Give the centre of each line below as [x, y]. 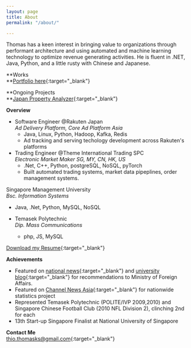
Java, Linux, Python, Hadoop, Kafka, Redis [75, 134]
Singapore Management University [48, 190]
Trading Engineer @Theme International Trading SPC [79, 153]
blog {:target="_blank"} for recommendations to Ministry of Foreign [96, 277]
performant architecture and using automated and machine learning [89, 51]
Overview [18, 110]
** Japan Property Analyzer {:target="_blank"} [62, 99]
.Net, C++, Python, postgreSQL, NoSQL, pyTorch [83, 165]
